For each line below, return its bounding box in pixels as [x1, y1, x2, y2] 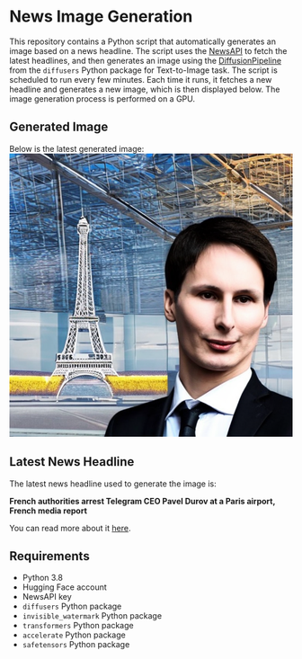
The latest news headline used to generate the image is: [9, 478, 218, 489]
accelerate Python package [22, 629, 126, 640]
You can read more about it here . [9, 522, 131, 533]
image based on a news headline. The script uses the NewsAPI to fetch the [9, 45, 288, 56]
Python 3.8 [22, 573, 63, 583]
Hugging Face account [22, 582, 108, 592]
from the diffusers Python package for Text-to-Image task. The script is [9, 65, 279, 76]
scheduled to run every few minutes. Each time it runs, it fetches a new [9, 74, 272, 85]
